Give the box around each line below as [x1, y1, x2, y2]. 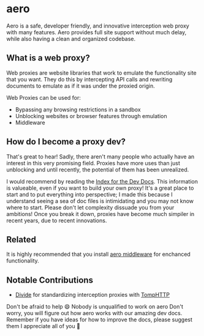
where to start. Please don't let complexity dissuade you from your [6, 204, 175, 211]
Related [6, 234, 37, 245]
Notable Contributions [6, 275, 94, 285]
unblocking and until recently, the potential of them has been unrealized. [6, 166, 189, 173]
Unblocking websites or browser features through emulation [15, 112, 167, 119]
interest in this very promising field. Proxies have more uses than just [6, 159, 181, 166]
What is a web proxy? [6, 53, 90, 63]
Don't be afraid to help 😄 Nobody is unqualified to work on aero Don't [6, 303, 184, 310]
